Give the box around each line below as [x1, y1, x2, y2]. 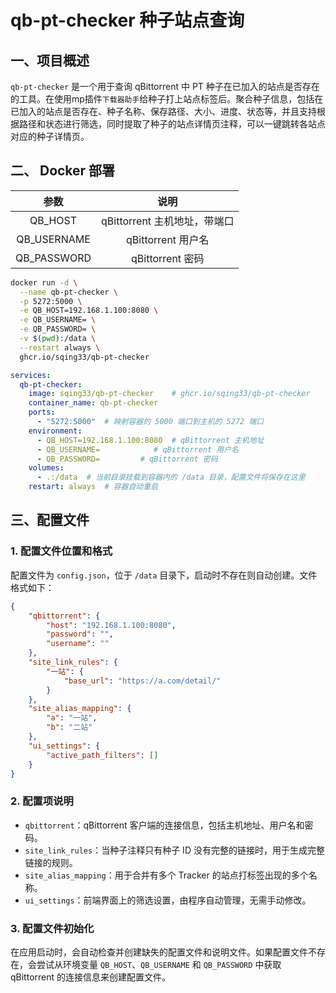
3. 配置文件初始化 [10, 921, 95, 935]
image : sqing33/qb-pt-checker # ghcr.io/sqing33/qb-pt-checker [28, 389, 311, 399]
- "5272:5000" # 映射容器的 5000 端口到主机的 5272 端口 [36, 417, 265, 427]
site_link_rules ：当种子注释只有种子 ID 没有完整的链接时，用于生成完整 [24, 844, 325, 856]
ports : [28, 407, 56, 418]
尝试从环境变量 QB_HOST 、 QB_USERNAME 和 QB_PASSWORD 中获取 [36, 958, 282, 970]
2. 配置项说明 [10, 794, 74, 808]
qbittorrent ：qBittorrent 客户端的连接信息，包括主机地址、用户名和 [24, 819, 305, 831]
